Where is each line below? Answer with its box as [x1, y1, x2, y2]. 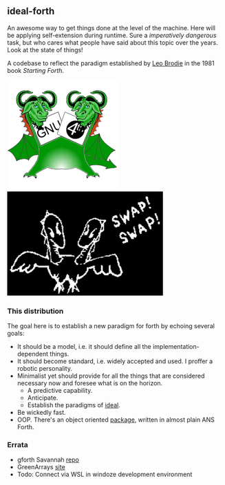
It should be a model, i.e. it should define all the [17, 343, 151, 351]
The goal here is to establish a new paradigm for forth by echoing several [7, 322, 215, 330]
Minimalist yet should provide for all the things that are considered [17, 371, 205, 380]
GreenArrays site [17, 463, 65, 471]
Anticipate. [27, 394, 58, 402]
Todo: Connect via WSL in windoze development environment [17, 471, 193, 479]
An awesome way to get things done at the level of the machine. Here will [7, 23, 215, 32]
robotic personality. [17, 365, 72, 373]
